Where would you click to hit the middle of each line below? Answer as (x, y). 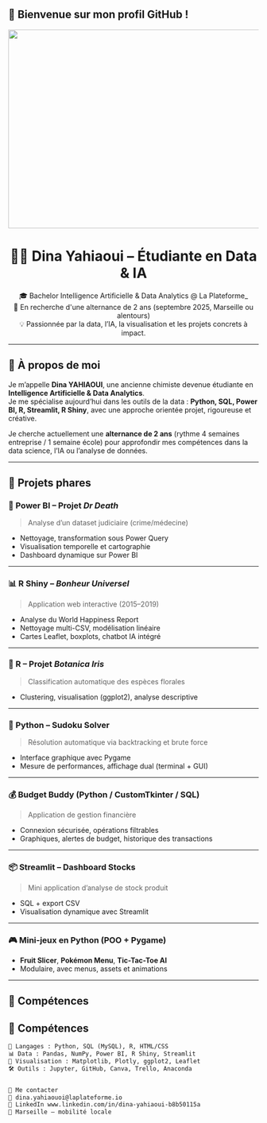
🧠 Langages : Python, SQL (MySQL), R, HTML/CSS (89, 1047)
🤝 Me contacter (33, 1090)
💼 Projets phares (50, 483)
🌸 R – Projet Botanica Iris (56, 664)
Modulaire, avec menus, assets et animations (94, 969)
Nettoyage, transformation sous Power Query (94, 538)
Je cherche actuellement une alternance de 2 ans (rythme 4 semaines (124, 433)
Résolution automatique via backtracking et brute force (118, 742)
